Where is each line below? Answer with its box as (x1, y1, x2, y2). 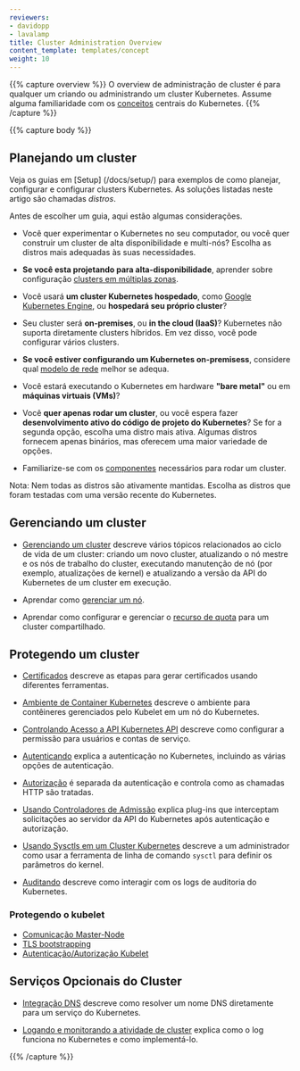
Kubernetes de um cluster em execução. (21, 577, 172, 587)
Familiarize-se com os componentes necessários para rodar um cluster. (21, 462, 287, 473)
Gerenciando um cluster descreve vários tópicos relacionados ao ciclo (21, 539, 282, 550)
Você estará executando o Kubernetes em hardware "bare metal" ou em (21, 380, 291, 391)
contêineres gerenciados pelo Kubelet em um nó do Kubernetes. (21, 707, 260, 718)
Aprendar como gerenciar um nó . (21, 594, 146, 605)
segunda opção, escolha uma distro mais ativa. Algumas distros (21, 426, 257, 437)
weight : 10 (9, 54, 50, 63)
